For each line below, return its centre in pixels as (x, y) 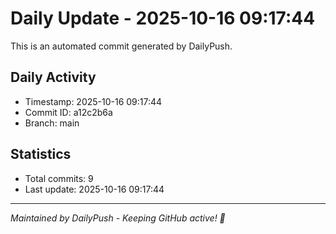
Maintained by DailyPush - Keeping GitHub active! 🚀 (118, 218)
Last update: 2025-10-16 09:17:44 (94, 189)
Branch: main (52, 123)
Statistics (41, 154)
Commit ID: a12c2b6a (68, 112)
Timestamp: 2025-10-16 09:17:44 (93, 101)
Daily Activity (53, 77)
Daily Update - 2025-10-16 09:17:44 (163, 18)
